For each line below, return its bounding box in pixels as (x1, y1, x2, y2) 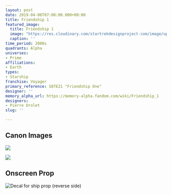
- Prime (5, 55, 22, 61)
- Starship (5, 74, 29, 80)
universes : (5, 50, 29, 55)
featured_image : (5, 22, 40, 27)
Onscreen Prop (5, 169, 55, 178)
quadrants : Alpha (5, 46, 42, 51)
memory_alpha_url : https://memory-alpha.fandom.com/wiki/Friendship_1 (5, 93, 159, 99)
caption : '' (10, 36, 36, 42)
